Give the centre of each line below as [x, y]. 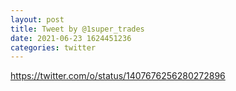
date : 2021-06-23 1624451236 [71, 38]
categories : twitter [53, 47]
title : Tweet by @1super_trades [77, 29]
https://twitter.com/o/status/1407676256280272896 [118, 76]
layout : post [37, 19]
